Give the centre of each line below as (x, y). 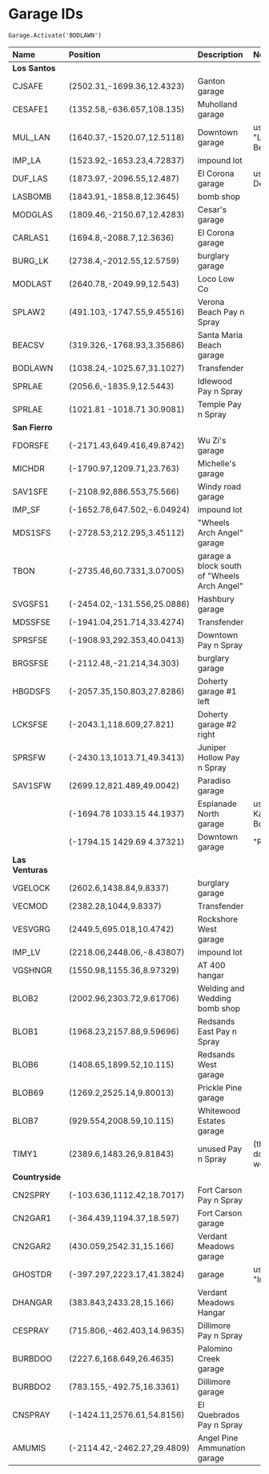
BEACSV (28, 344)
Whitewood (219, 1110)
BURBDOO (32, 1358)
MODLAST (32, 283)
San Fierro (32, 427)
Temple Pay (219, 404)
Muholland (217, 104)
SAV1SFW (32, 785)
